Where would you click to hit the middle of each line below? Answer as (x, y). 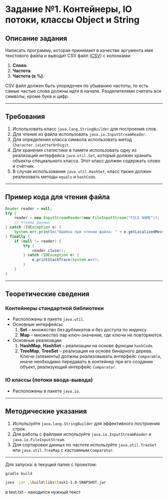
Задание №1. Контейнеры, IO (69, 9)
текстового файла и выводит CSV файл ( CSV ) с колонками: (68, 56)
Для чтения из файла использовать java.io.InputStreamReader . (79, 134)
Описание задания (36, 38)
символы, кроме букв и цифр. (37, 96)
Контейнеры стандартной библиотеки (54, 308)
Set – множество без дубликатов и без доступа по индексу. (84, 330)
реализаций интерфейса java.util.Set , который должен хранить (82, 155)
